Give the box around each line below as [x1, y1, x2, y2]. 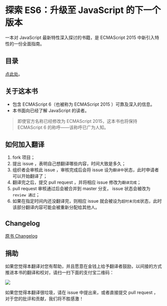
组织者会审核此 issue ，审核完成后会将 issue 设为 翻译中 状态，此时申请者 [12, 167, 159, 173]
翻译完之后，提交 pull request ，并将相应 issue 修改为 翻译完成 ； [12, 179, 142, 185]
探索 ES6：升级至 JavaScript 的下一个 [5, 4, 161, 16]
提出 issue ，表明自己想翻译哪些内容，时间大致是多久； [12, 161, 126, 167]
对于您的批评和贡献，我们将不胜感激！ [5, 296, 83, 302]
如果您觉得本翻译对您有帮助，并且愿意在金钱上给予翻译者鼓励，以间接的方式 [5, 263, 162, 269]
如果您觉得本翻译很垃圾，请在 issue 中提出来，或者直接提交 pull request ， [5, 290, 159, 295]
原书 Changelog [5, 233, 38, 239]
